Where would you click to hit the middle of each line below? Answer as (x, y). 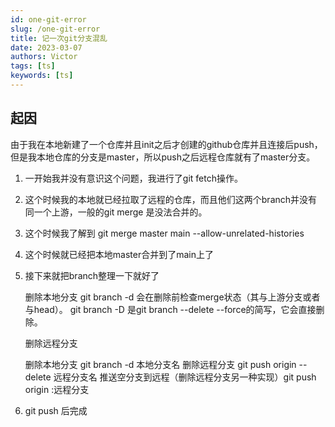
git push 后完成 (56, 410)
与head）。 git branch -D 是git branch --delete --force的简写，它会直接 (170, 309)
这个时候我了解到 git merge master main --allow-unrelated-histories (164, 233)
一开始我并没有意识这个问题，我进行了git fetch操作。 (133, 178)
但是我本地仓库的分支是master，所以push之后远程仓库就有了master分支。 (163, 157)
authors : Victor (44, 57)
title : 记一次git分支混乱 (59, 38)
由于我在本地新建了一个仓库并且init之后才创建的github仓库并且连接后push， (166, 144)
